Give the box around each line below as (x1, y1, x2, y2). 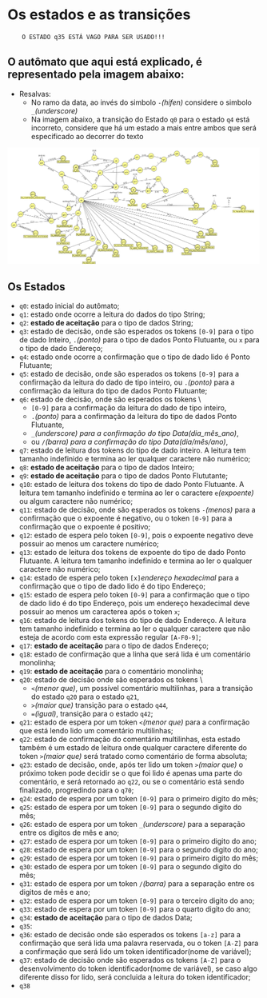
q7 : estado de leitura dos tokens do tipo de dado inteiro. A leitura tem (18, 445, 247, 455)
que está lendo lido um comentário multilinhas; (18, 726, 173, 736)
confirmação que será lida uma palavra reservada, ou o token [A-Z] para (18, 938, 259, 948)
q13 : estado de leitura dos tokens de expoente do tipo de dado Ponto (18, 548, 246, 557)
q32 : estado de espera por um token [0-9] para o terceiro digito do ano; (18, 896, 255, 905)
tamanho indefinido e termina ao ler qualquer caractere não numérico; (18, 454, 251, 464)
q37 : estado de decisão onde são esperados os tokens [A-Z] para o (18, 956, 241, 965)
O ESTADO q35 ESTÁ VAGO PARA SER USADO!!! (22, 33, 165, 41)
